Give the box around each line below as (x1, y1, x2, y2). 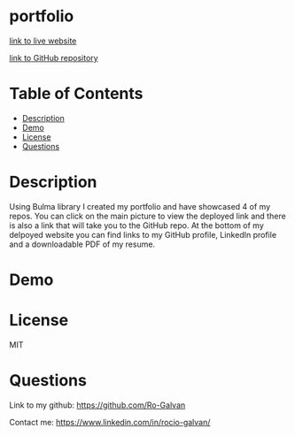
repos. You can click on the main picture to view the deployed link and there (9, 210, 286, 221)
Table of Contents (9, 84, 144, 103)
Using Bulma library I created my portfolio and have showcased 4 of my (9, 201, 271, 211)
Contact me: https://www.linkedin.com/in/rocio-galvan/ (9, 417, 211, 427)
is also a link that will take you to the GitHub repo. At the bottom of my (9, 219, 264, 231)
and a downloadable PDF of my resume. (9, 239, 156, 249)
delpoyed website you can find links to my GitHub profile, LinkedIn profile (9, 229, 277, 240)
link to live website (9, 35, 77, 46)
